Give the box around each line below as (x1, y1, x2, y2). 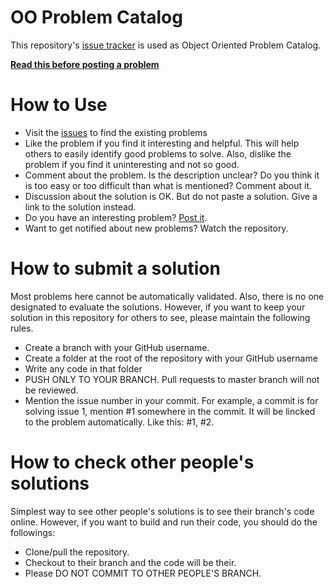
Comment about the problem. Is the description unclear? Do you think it (24, 169, 320, 181)
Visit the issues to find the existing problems (24, 126, 208, 138)
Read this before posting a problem (10, 58, 160, 70)
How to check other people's (10, 451, 255, 473)
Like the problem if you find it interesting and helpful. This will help (24, 137, 300, 149)
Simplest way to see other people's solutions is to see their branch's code (10, 505, 315, 517)
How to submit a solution (10, 257, 221, 280)
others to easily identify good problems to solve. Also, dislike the (24, 147, 292, 160)
